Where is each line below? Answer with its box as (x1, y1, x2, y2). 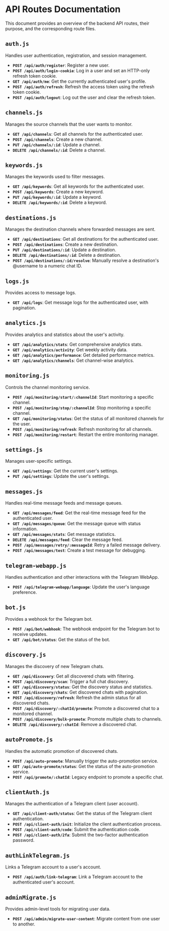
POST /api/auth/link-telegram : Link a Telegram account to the (12, 874, 143, 880)
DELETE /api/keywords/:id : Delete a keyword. (12, 199, 107, 205)
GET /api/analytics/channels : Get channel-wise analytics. (12, 357, 135, 363)
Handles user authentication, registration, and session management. (5, 52, 147, 59)
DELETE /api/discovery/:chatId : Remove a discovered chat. (12, 721, 137, 727)
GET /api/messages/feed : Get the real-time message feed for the (12, 510, 146, 516)
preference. (12, 589, 37, 595)
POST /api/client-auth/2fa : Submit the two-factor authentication (12, 832, 149, 838)
